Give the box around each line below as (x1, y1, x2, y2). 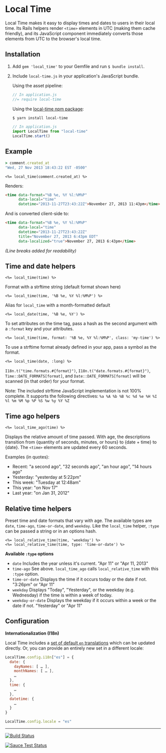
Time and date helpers (5, 262, 76, 270)
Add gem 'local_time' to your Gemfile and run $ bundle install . (12, 63, 145, 69)
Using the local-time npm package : (12, 106, 84, 112)
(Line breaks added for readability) (5, 247, 77, 254)
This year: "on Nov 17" (12, 485, 58, 491)
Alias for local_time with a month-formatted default (5, 302, 110, 308)
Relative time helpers (5, 504, 72, 513)
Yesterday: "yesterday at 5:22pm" (12, 474, 82, 480)
